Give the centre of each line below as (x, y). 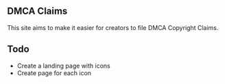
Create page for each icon (54, 73)
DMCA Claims (37, 11)
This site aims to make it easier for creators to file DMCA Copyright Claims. (113, 27)
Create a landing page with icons (64, 66)
